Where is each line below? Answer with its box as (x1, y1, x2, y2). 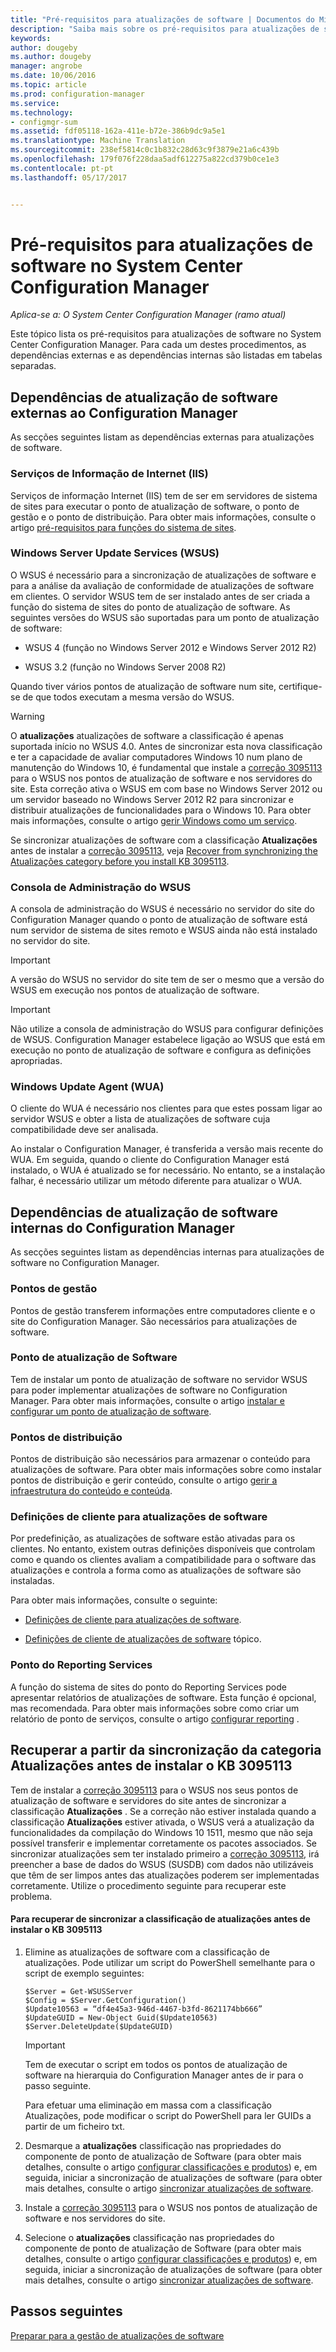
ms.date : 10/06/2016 (10, 71, 97, 81)
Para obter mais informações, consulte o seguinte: (10, 1594, 218, 1606)
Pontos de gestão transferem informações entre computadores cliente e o (10, 1304, 316, 1316)
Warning (10, 710, 45, 722)
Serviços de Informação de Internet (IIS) (10, 467, 209, 481)
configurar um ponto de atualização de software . (10, 1405, 212, 1417)
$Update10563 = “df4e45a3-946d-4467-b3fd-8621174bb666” (24, 2004, 263, 2014)
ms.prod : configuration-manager (10, 89, 145, 99)
